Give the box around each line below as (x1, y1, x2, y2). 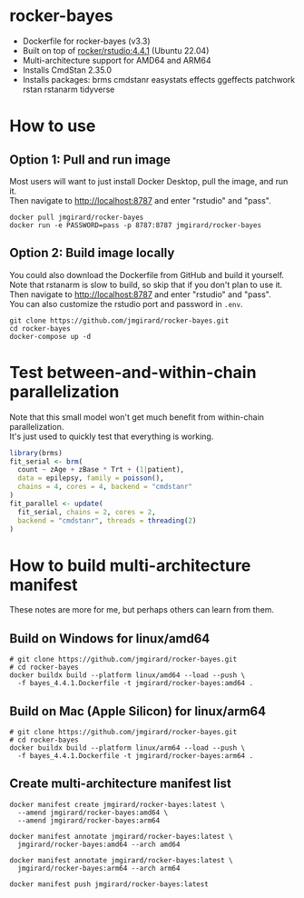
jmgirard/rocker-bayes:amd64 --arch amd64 (17, 840, 181, 849)
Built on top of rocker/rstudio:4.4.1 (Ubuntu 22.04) (22, 45, 210, 55)
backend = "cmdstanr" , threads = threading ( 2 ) (17, 515, 197, 525)
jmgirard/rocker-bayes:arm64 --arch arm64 (17, 863, 181, 873)
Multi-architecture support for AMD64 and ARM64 (22, 55, 211, 65)
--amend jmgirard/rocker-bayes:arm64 (17, 815, 161, 825)
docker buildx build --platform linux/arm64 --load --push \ (9, 743, 246, 753)
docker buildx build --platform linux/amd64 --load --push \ (9, 671, 246, 680)
